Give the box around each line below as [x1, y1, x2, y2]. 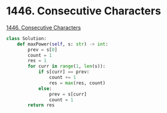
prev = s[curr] [48, 91, 87, 97]
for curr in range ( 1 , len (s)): [28, 63, 106, 69]
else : [38, 85, 52, 91]
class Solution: [6, 35, 47, 41]
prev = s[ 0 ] [28, 47, 58, 53]
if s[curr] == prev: [38, 69, 90, 75]
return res [28, 102, 55, 108]
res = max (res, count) [48, 80, 106, 86]
